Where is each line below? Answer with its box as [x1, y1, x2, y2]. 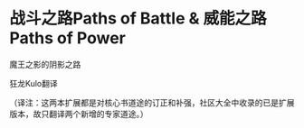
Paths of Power [9, 28, 127, 49]
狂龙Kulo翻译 [9, 78, 58, 88]
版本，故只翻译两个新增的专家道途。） [9, 108, 148, 119]
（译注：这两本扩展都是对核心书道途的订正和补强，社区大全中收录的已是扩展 [9, 96, 295, 108]
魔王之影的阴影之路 [9, 59, 81, 69]
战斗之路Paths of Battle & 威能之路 [9, 8, 267, 29]
